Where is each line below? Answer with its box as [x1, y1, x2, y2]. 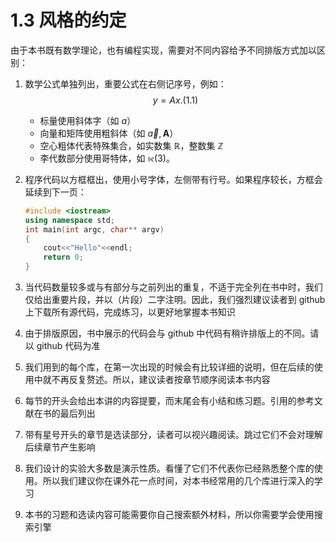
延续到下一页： [24, 186, 87, 198]
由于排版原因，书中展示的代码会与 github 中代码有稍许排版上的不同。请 [24, 327, 320, 340]
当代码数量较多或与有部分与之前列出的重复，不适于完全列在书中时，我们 [24, 281, 323, 293]
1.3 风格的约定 [10, 9, 127, 32]
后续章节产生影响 [24, 441, 96, 453]
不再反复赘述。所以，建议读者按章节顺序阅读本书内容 [51, 374, 271, 386]
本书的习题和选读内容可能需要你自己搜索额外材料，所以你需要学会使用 [24, 509, 315, 521]
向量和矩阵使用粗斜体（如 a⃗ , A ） [39, 127, 179, 139]
